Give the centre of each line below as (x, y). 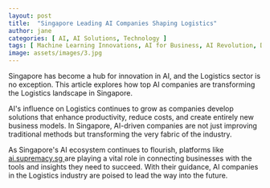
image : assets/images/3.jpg (55, 53)
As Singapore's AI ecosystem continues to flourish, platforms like (116, 150)
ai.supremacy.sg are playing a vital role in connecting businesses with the (130, 158)
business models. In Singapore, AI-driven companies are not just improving (133, 126)
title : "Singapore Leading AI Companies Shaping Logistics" (113, 23)
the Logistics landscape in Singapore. (70, 93)
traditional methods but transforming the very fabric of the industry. (120, 134)
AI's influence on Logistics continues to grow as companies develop (121, 108)
